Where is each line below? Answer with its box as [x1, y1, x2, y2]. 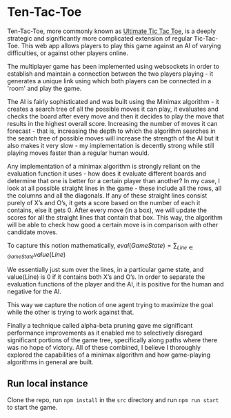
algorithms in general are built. [7, 357, 94, 366]
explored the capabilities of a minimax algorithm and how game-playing [7, 351, 211, 359]
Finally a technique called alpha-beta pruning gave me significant [7, 321, 193, 329]
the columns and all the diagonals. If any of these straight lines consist [7, 191, 208, 200]
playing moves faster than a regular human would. [7, 149, 150, 157]
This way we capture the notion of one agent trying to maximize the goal [7, 300, 214, 309]
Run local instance [7, 377, 88, 389]
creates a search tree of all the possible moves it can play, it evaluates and [7, 105, 219, 113]
